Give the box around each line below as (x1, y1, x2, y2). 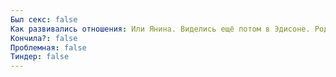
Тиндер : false (10, 52, 70, 62)
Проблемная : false (10, 42, 87, 53)
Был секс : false (10, 14, 78, 25)
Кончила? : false (10, 33, 78, 43)
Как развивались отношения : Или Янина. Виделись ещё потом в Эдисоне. (10, 24, 311, 34)
